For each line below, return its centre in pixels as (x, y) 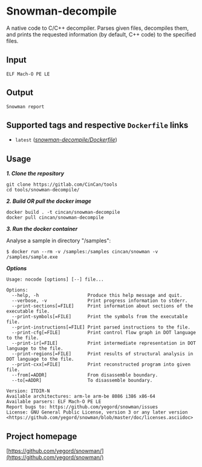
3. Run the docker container (42, 229)
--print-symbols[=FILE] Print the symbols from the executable (100, 317)
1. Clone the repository (35, 174)
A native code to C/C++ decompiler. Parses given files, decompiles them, (98, 28)
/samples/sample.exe (32, 257)
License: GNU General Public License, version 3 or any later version (97, 412)
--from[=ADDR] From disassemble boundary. (85, 375)
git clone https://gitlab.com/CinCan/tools (62, 185)
